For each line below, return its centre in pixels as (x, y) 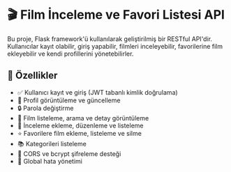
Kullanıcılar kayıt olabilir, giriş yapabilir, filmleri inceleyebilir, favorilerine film (115, 46)
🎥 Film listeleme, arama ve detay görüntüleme (83, 118)
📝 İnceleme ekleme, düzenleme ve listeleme (80, 125)
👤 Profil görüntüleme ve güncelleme (69, 100)
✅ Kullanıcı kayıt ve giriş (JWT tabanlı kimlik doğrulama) (97, 92)
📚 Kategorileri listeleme (52, 143)
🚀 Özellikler (32, 76)
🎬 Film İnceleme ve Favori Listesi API (116, 15)
